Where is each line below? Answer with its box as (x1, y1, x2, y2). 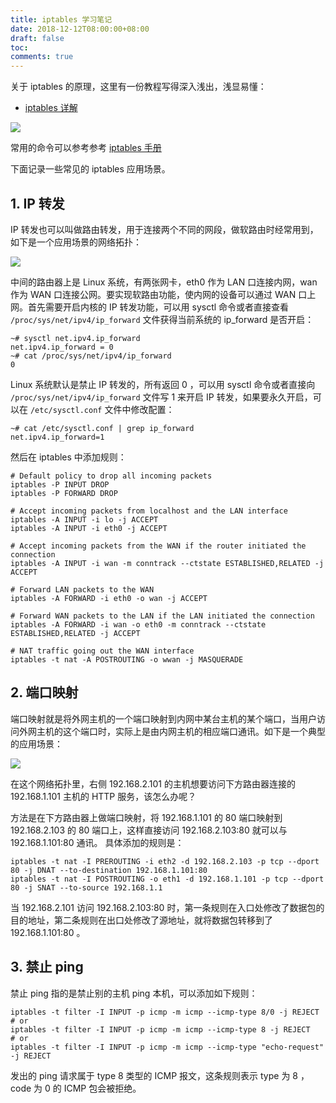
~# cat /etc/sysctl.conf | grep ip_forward (10, 423, 195, 433)
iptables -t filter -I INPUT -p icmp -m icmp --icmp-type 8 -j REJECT (10, 1024, 311, 1035)
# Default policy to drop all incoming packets (10, 471, 213, 481)
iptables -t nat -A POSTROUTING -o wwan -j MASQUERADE (10, 654, 244, 665)
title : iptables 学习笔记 (10, 14, 113, 25)
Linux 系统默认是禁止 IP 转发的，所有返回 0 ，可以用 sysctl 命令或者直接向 (10, 378, 316, 390)
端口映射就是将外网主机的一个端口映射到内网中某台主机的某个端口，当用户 (10, 712, 317, 725)
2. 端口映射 (10, 684, 79, 701)
